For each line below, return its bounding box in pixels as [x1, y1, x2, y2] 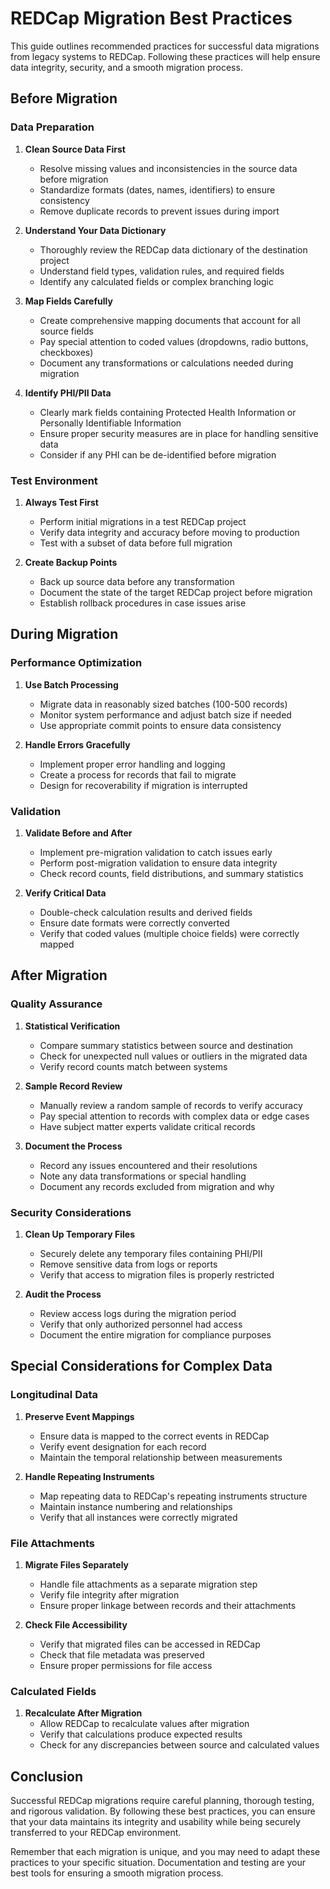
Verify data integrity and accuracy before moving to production [39, 526, 300, 538]
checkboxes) [39, 346, 94, 358]
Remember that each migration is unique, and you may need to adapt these [10, 1845, 321, 1857]
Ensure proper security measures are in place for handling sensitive [39, 427, 319, 439]
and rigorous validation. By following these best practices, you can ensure [10, 1805, 316, 1817]
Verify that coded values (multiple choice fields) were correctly [39, 927, 300, 939]
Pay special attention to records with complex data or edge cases [39, 1110, 310, 1122]
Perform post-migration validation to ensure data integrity [39, 857, 278, 869]
